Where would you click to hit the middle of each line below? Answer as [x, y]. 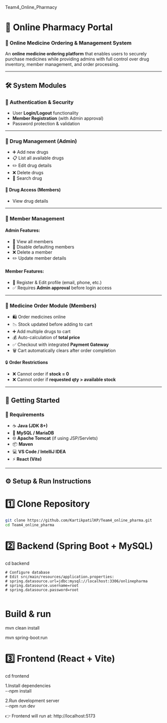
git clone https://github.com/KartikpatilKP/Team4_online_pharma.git [79, 521]
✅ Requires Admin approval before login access [62, 288]
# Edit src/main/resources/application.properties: [60, 577]
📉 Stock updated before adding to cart [52, 325]
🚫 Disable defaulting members [43, 247]
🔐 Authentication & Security [39, 102]
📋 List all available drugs [38, 158]
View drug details [30, 201]
